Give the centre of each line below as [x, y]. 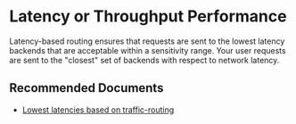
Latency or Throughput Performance [148, 17]
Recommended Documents [86, 88]
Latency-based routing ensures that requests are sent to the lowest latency [147, 41]
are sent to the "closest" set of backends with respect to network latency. [144, 60]
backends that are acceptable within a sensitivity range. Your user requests [148, 50]
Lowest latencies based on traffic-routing [98, 110]
